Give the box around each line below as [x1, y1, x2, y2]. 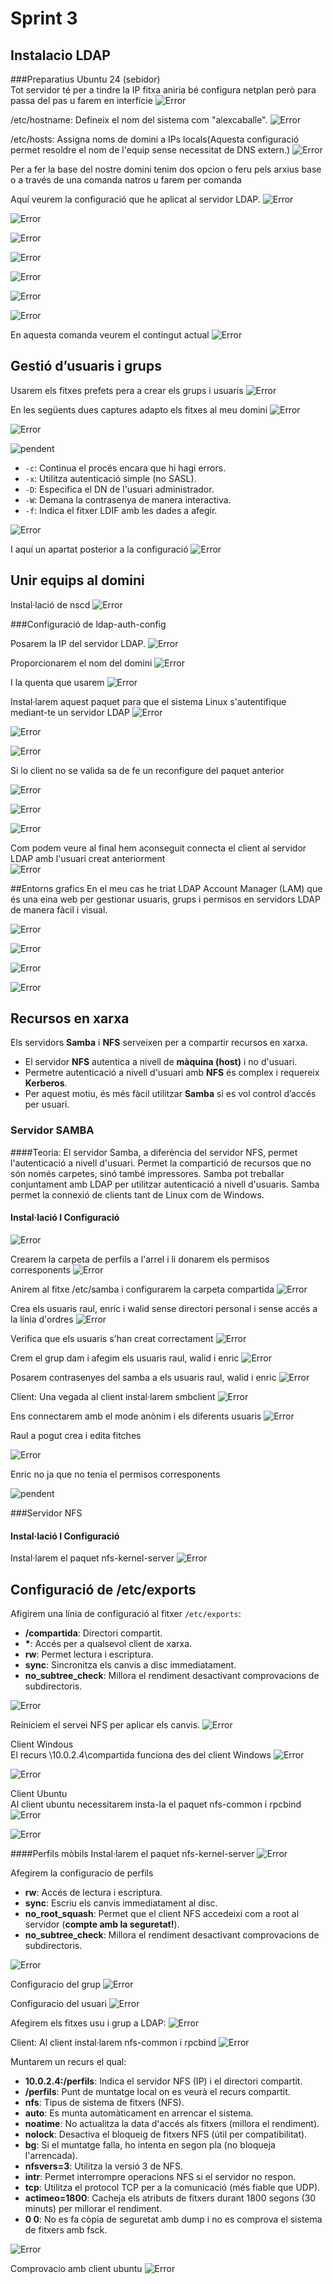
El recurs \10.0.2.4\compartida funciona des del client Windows [10, 1748, 272, 1761]
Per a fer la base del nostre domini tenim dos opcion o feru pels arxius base [10, 163, 322, 175]
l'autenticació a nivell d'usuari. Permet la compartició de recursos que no [10, 1157, 312, 1169]
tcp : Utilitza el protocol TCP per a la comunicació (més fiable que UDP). [24, 2181, 321, 2193]
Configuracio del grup [10, 1978, 101, 1990]
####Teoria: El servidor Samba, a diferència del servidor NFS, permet [10, 1146, 298, 1158]
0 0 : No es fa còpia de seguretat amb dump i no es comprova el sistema [24, 2213, 323, 2225]
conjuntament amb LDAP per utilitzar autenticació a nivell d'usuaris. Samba [10, 1178, 320, 1190]
